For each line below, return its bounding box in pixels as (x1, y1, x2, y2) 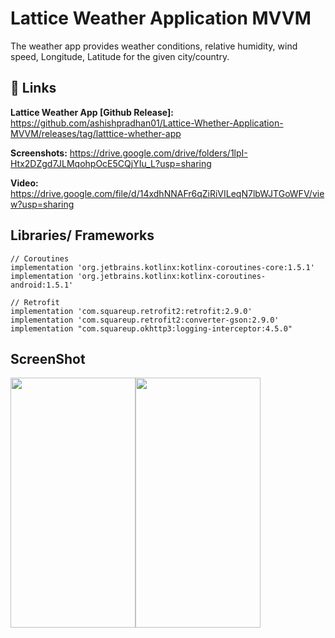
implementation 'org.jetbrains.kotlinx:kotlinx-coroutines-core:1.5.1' (10, 262, 315, 272)
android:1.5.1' (10, 280, 74, 290)
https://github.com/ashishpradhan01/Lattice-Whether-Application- (10, 117, 284, 129)
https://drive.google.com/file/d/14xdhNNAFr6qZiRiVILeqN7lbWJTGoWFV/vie (10, 187, 325, 199)
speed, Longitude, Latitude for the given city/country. (10, 50, 230, 62)
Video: (10, 177, 39, 189)
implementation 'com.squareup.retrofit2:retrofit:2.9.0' (10, 306, 253, 316)
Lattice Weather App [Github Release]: (10, 106, 174, 118)
